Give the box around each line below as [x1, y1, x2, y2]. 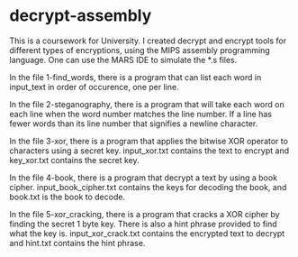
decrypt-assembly [9, 5, 152, 26]
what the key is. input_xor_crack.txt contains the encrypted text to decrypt [9, 227, 285, 239]
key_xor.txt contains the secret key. [9, 154, 140, 165]
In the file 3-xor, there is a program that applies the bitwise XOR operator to [9, 135, 288, 146]
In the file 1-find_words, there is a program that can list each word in [9, 71, 262, 82]
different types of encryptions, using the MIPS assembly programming [9, 44, 270, 55]
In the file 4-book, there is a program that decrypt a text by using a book [9, 172, 277, 183]
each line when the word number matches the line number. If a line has [9, 108, 273, 119]
